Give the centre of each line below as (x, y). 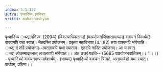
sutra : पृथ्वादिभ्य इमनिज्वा (25, 14)
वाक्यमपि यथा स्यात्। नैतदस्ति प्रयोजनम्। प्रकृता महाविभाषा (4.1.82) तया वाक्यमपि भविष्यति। (76, 43)
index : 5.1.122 (21, 10)
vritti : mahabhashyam (27, 19)
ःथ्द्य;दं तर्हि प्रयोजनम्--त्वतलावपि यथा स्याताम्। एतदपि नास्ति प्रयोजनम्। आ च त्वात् (70, 48)
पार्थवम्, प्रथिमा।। (19, 65)
